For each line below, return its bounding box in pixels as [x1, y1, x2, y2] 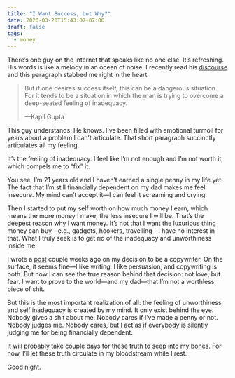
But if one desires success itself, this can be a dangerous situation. [24, 84, 218, 93]
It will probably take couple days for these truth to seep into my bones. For [7, 342, 222, 351]
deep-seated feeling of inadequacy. [24, 99, 128, 107]
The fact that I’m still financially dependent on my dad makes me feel [7, 183, 206, 191]
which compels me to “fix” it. [7, 162, 91, 170]
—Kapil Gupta [24, 113, 65, 121]
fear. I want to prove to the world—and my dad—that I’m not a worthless [7, 278, 215, 286]
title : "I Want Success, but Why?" [7, 10, 111, 18]
